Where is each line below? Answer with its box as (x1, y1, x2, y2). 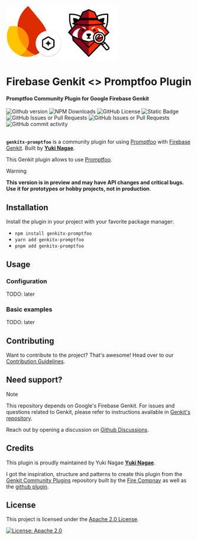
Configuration (6, 277, 47, 285)
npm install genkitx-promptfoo (14, 231, 92, 237)
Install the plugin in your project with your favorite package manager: (6, 218, 175, 225)
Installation (6, 202, 49, 212)
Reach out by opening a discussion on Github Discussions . (6, 426, 149, 433)
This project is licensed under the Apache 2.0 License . (6, 516, 139, 523)
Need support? (6, 375, 63, 385)
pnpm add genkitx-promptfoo (14, 243, 84, 250)
